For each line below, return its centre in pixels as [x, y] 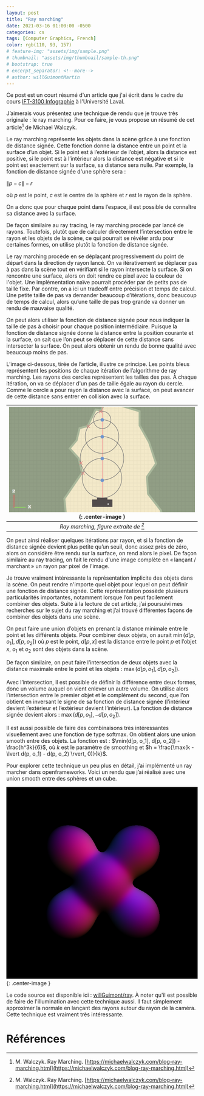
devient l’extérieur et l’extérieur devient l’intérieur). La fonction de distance [99, 708]
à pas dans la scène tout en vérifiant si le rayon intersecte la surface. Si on [99, 269]
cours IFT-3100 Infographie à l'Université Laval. [66, 102]
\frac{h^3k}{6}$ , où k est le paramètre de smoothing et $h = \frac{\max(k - [100, 747]
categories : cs [25, 32]
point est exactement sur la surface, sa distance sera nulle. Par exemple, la [100, 165]
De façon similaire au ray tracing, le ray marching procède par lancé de [95, 225]
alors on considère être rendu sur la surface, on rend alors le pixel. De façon [102, 553]
